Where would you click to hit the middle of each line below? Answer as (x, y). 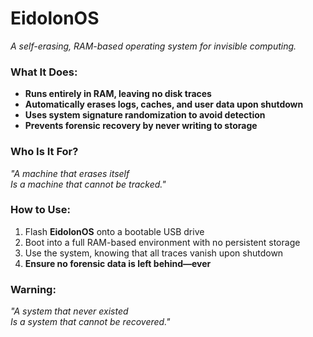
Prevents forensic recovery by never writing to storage (141, 126)
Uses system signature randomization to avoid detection (145, 115)
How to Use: (40, 210)
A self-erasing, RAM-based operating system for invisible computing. (153, 46)
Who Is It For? (44, 152)
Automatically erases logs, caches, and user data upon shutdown (164, 104)
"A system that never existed (69, 311)
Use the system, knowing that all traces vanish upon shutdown (154, 253)
